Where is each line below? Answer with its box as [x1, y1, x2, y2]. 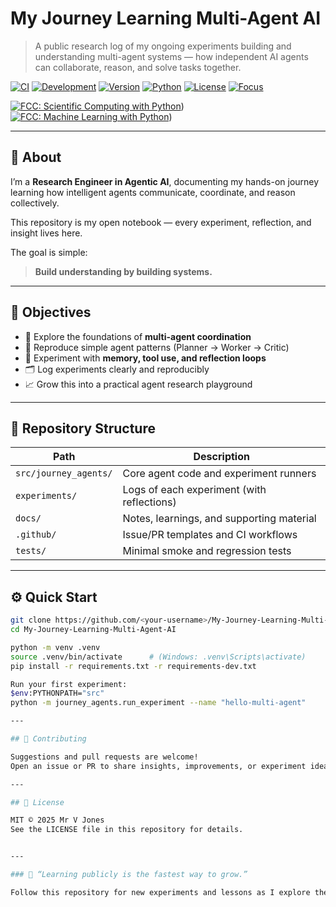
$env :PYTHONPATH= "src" [10, 688, 105, 699]
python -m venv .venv [10, 642, 101, 652]
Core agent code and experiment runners [122, 467, 317, 481]
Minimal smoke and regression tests [122, 544, 292, 558]
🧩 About [10, 149, 62, 166]
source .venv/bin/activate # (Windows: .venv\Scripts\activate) [10, 652, 307, 662]
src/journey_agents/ [15, 468, 113, 479]
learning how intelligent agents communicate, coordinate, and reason [10, 186, 296, 198]
